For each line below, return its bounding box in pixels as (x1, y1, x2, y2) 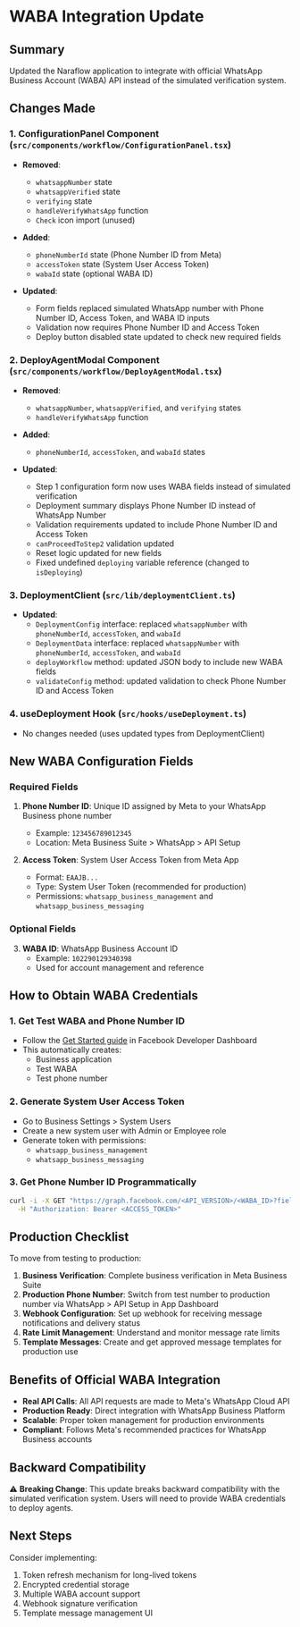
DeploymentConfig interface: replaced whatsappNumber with (35, 619, 248, 629)
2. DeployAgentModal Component (9, 353, 160, 366)
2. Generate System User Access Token (9, 1095, 185, 1108)
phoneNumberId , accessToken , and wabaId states (35, 446, 205, 457)
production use (21, 1346, 79, 1357)
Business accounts (21, 1434, 92, 1445)
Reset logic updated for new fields (35, 547, 162, 558)
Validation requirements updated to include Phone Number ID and (35, 518, 279, 529)
